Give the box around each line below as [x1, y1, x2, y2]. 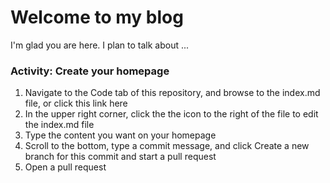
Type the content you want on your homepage [24, 129, 217, 141]
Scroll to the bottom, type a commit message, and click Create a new [24, 140, 310, 152]
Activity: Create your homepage [10, 64, 170, 78]
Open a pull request [24, 161, 107, 173]
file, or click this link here [24, 97, 128, 110]
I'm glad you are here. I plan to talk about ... [10, 39, 190, 51]
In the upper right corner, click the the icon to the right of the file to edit [24, 108, 319, 120]
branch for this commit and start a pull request [24, 151, 217, 163]
